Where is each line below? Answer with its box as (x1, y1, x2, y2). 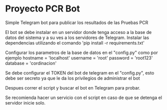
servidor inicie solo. (5, 99, 46, 105)
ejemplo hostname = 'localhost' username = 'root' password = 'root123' (5, 54, 153, 60)
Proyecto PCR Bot (5, 3, 80, 14)
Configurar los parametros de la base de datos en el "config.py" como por (5, 49, 158, 55)
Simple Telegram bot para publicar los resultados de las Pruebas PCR (5, 19, 148, 25)
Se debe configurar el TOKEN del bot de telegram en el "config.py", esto (5, 69, 154, 75)
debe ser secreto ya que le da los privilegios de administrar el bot (5, 75, 140, 81)
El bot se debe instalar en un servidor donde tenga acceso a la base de (5, 29, 152, 35)
